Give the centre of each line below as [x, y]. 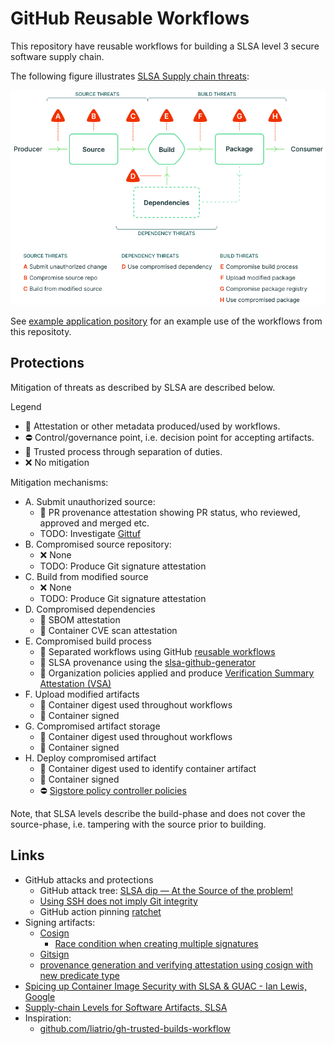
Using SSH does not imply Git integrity [118, 901]
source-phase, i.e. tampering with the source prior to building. [138, 824]
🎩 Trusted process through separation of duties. [123, 451]
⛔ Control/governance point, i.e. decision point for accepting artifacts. [169, 437]
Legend [26, 406]
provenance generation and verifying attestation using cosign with [176, 964]
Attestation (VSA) [75, 683]
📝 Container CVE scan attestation [108, 630]
